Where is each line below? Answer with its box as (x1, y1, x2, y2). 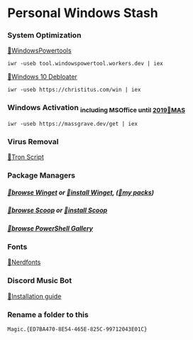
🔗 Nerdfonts (7, 258, 41, 267)
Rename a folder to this (7, 309, 89, 319)
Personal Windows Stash (7, 5, 158, 21)
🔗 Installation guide (7, 292, 62, 300)
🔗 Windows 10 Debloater (7, 72, 78, 81)
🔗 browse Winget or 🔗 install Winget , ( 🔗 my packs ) (7, 188, 155, 197)
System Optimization (7, 31, 82, 40)
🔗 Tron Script (7, 153, 45, 161)
